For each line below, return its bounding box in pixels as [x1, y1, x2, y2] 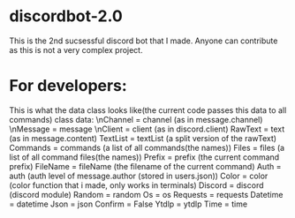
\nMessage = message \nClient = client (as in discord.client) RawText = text [9, 124, 285, 134]
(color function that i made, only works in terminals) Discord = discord [9, 179, 264, 191]
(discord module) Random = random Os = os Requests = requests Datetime [9, 189, 284, 199]
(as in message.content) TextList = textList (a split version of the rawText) [9, 132, 276, 143]
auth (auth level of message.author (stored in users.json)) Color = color [9, 170, 269, 181]
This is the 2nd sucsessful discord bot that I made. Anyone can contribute [9, 35, 278, 46]
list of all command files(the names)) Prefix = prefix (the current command [9, 152, 280, 162]
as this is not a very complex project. [9, 44, 143, 55]
